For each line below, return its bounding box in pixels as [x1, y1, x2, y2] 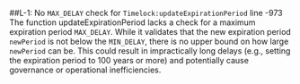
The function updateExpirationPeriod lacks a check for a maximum [9, 17, 256, 28]
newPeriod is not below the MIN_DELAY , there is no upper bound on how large [9, 36, 289, 46]
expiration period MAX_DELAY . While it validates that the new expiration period [9, 27, 292, 37]
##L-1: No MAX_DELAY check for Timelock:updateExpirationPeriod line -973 [9, 8, 283, 18]
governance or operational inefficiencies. [9, 64, 162, 75]
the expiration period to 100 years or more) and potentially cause [9, 55, 250, 65]
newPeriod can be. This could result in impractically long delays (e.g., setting [9, 46, 291, 56]
